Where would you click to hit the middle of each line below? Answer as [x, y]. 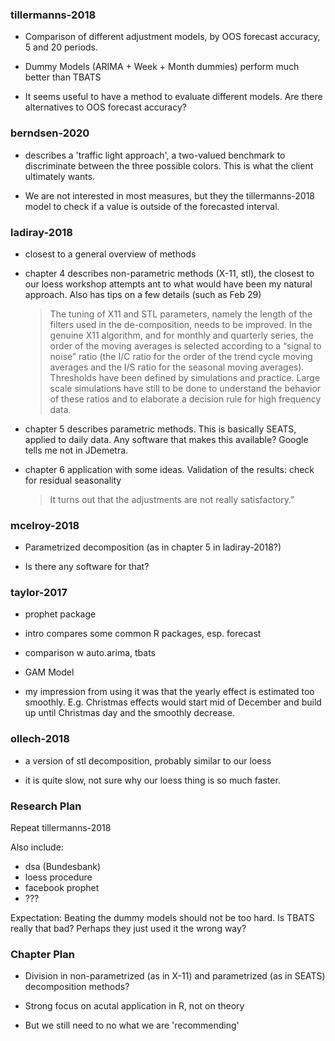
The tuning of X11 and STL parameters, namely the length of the [181, 314]
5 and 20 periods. [61, 47]
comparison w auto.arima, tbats [90, 653]
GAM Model [49, 672]
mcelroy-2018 [45, 525]
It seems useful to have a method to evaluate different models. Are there [173, 97]
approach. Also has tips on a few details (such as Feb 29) [143, 294]
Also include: [37, 847]
